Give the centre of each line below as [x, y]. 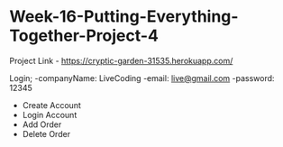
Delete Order [46, 133]
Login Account [50, 115]
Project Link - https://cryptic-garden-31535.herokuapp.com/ [121, 60]
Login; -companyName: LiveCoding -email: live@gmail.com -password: [142, 78]
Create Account [51, 105]
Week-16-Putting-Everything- [124, 17]
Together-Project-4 [84, 36]
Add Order [42, 124]
